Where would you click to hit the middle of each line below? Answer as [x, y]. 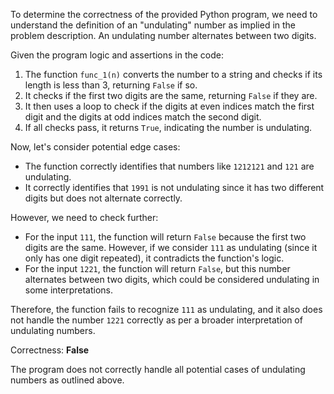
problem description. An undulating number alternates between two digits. [163, 35]
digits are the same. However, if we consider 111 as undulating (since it [171, 247]
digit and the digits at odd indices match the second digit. [143, 117]
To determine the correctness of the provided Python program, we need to [164, 14]
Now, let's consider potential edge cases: [95, 147]
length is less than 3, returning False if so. [111, 85]
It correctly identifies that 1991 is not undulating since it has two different [174, 187]
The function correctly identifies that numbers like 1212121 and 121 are [169, 166]
